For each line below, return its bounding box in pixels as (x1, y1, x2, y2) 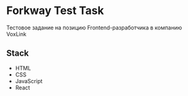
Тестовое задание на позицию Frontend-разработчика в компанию (6, 24, 182, 31)
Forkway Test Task (6, 4, 104, 18)
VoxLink (6, 30, 26, 37)
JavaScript (15, 77, 43, 84)
